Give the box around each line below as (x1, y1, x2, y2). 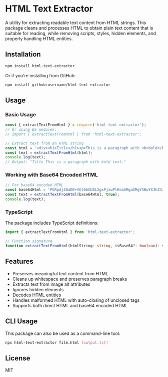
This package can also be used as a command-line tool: (5, 330, 120, 336)
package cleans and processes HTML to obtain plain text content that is (5, 25, 153, 31)
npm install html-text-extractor (5, 63, 75, 68)
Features (5, 257, 33, 266)
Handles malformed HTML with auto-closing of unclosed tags (12, 297, 140, 303)
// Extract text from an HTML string (5, 141, 84, 146)
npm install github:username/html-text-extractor (5, 82, 111, 87)
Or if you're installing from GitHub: (5, 72, 76, 78)
